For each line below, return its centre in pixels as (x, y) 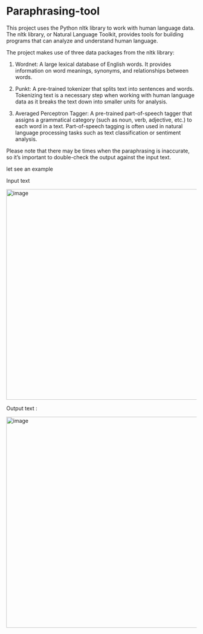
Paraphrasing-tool (53, 11)
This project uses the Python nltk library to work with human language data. (101, 28)
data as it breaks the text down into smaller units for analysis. (91, 102)
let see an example (30, 169)
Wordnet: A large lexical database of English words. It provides (93, 64)
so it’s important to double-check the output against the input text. (89, 157)
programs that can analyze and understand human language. (82, 41)
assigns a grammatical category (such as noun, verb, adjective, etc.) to (103, 120)
